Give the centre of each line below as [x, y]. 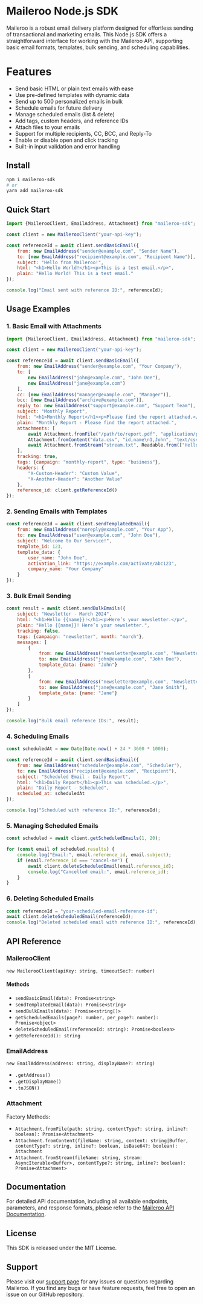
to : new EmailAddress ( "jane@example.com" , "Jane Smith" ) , [113, 687]
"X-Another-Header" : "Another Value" [75, 479]
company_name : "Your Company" [66, 569]
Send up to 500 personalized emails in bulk [69, 101]
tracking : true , [38, 457]
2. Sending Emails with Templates [57, 511]
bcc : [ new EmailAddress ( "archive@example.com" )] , [81, 400]
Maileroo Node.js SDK [63, 11]
